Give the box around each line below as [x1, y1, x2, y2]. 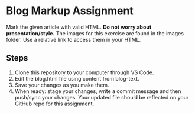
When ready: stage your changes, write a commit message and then [14, 87, 181, 95]
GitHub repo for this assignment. [14, 100, 95, 107]
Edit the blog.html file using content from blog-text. [14, 75, 140, 82]
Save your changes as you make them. [14, 81, 109, 88]
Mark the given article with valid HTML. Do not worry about [6, 24, 152, 31]
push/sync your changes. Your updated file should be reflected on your [14, 94, 189, 101]
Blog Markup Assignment [6, 4, 134, 18]
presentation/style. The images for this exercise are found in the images [6, 29, 184, 36]
